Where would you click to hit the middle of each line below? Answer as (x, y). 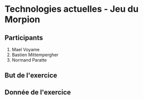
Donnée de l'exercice (38, 92)
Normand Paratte (29, 60)
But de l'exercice (31, 76)
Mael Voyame (26, 50)
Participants (24, 38)
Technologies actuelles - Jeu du (71, 9)
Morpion (22, 19)
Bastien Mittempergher (35, 55)
